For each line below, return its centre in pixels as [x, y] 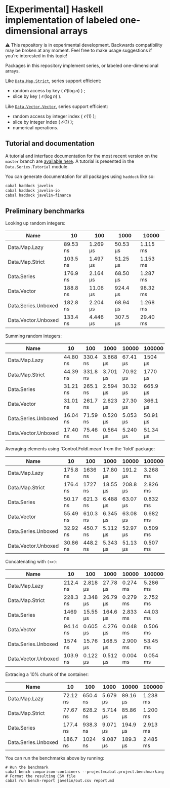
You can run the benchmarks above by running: [55, 758]
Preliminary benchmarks [45, 211]
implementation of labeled [61, 20]
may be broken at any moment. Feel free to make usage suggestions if [79, 50]
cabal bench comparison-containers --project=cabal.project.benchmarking [85, 772]
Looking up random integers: [35, 223]
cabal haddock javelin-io [32, 190]
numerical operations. [35, 127]
